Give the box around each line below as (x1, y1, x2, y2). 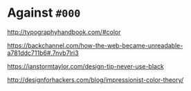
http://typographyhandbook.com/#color (7, 28, 121, 36)
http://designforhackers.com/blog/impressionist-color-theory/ (7, 75, 184, 84)
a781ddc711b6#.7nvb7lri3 (7, 49, 79, 57)
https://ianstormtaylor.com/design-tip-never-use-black (7, 62, 164, 70)
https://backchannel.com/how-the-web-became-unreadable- (7, 41, 183, 49)
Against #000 (7, 5, 81, 21)
